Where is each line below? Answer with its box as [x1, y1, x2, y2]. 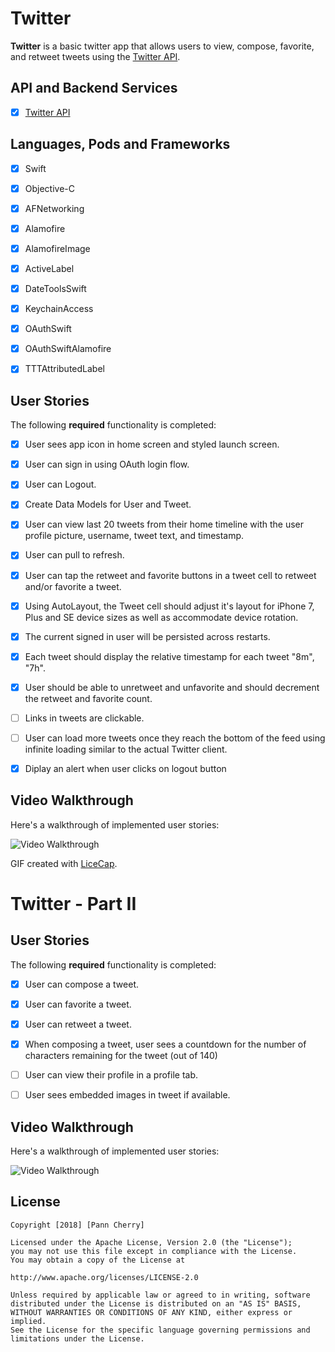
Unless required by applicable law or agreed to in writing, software [10, 1290, 311, 1300]
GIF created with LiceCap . [10, 857, 118, 869]
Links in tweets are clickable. [24, 712, 145, 724]
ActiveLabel [24, 262, 75, 274]
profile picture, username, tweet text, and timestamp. [24, 530, 245, 542]
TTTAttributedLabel [24, 363, 105, 375]
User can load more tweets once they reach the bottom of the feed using [24, 732, 326, 744]
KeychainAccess [24, 303, 94, 315]
